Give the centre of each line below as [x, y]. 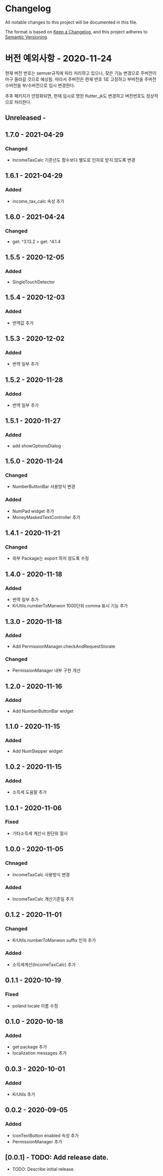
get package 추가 [30, 1047]
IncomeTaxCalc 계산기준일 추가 [43, 899]
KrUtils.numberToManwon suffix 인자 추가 [54, 940]
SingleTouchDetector [33, 282]
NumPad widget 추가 [33, 511]
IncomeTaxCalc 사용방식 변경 [41, 874]
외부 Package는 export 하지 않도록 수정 [50, 558]
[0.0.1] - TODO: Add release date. [57, 1157]
